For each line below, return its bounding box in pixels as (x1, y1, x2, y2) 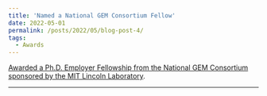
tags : (8, 33, 26, 42)
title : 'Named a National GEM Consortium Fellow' (8, 11, 176, 20)
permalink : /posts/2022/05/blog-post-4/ (8, 26, 145, 34)
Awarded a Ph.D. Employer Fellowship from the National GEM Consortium (8, 63, 249, 72)
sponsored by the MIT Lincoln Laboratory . (8, 71, 145, 81)
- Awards (15, 41, 44, 49)
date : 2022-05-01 (8, 19, 66, 27)
